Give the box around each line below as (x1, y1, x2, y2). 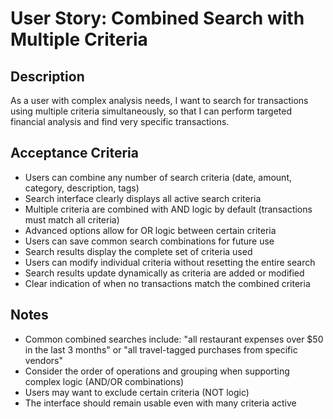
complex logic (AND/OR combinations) (24, 375, 184, 387)
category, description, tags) (24, 182, 140, 194)
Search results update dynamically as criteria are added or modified (24, 267, 305, 279)
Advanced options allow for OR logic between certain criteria (24, 224, 277, 236)
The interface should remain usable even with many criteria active (24, 397, 297, 409)
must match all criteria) (24, 213, 120, 226)
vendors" (24, 354, 63, 366)
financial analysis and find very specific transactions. (10, 116, 230, 127)
